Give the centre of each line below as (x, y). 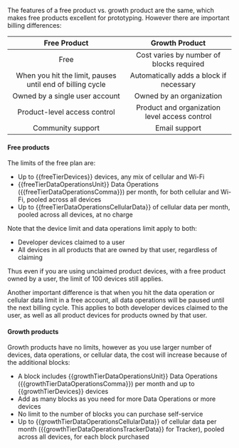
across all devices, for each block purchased (83, 437)
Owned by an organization (178, 96)
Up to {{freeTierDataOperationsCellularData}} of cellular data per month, (124, 207)
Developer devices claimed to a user (71, 242)
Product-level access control (66, 112)
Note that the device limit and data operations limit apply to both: (102, 229)
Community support (66, 128)
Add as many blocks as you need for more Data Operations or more (117, 399)
